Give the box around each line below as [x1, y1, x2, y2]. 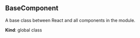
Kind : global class [5, 27, 42, 33]
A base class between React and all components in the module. [5, 17, 136, 23]
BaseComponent [5, 4, 59, 12]
